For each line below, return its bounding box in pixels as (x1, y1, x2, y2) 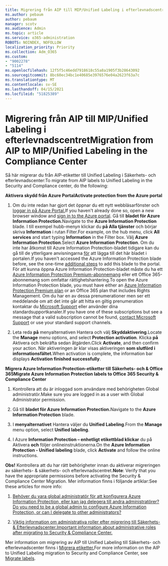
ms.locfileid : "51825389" (5, 91, 59, 96)
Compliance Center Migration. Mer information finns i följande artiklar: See (5, 478, 157, 484)
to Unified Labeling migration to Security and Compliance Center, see (5, 550, 148, 556)
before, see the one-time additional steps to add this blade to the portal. (12, 261, 161, 267)
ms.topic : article (5, 31, 43, 36)
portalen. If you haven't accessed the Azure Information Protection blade (12, 255, 161, 261)
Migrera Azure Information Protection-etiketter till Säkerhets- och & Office (5, 366, 163, 372)
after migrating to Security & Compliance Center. (12, 530, 113, 536)
